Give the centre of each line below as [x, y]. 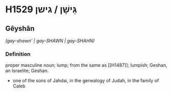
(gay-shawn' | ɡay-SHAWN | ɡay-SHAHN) [50, 41]
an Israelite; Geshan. [27, 71]
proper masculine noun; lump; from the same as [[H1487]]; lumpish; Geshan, [86, 65]
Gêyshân [20, 29]
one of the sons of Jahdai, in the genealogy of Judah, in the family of [86, 81]
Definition [18, 54]
